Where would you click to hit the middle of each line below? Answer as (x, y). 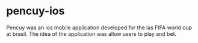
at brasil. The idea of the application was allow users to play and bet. (91, 33)
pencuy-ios (36, 11)
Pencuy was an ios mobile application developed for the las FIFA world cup (99, 27)
